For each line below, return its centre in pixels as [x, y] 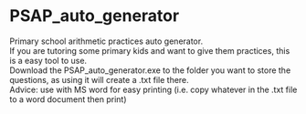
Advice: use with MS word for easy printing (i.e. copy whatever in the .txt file [153, 89]
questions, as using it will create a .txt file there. [99, 79]
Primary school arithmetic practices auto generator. [106, 41]
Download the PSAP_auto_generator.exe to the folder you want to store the [150, 70]
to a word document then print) [68, 99]
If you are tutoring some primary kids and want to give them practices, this [150, 50]
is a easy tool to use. [48, 60]
